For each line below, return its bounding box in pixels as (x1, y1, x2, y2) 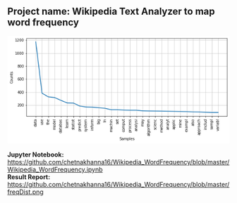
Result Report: (7, 173, 51, 181)
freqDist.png (7, 188, 44, 196)
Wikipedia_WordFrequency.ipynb (7, 165, 104, 174)
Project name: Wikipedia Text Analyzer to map (7, 6, 215, 18)
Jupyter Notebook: (7, 150, 64, 159)
